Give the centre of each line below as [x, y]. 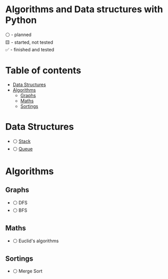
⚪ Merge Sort [27, 271]
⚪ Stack [21, 141]
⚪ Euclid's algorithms [35, 241]
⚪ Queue [23, 149]
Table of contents [43, 71]
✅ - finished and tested [30, 49]
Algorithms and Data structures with [84, 9]
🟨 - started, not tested [29, 42]
